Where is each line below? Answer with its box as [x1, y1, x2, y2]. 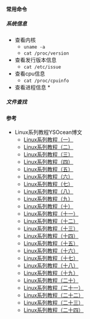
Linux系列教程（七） [23, 181, 74, 188]
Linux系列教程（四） [23, 158, 74, 165]
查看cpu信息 [14, 70, 46, 77]
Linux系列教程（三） [23, 151, 74, 158]
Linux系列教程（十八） [23, 262, 79, 269]
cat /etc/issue [23, 64, 61, 70]
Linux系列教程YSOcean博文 [14, 129, 82, 136]
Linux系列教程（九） [23, 196, 74, 203]
